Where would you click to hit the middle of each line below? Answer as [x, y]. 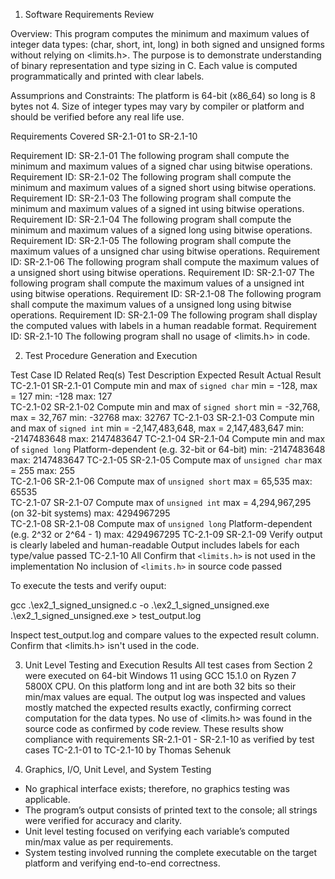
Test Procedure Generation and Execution [111, 355]
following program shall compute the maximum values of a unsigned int [157, 283]
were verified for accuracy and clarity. [103, 820]
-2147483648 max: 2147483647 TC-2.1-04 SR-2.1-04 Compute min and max [168, 438]
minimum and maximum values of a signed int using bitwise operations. [157, 208]
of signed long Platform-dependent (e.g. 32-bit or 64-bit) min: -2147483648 [168, 449]
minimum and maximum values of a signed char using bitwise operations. [161, 166]
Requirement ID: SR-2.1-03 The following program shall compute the [151, 198]
